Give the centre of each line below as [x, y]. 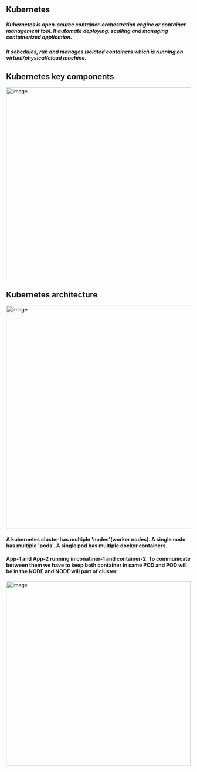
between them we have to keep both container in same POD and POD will [96, 565]
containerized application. [39, 37]
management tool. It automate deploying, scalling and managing [87, 31]
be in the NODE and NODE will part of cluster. [62, 571]
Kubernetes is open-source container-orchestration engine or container [96, 24]
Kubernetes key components [60, 77]
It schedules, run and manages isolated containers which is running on [95, 52]
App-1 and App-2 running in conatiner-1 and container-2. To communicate [98, 559]
